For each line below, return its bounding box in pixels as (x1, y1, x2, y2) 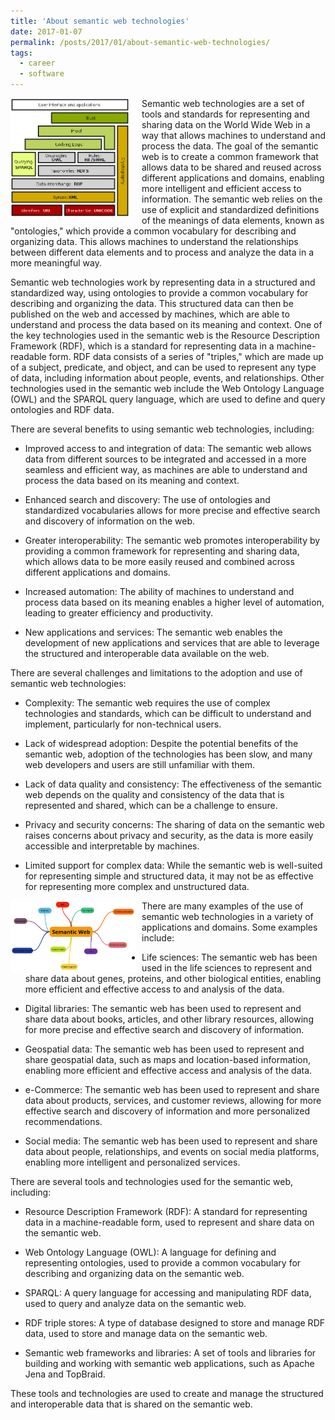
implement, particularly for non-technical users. (24, 718, 222, 730)
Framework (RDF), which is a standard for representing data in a (10, 340, 275, 352)
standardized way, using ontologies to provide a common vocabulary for (10, 287, 309, 299)
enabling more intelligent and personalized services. (24, 1156, 241, 1168)
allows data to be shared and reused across (141, 161, 322, 173)
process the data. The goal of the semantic (141, 140, 319, 152)
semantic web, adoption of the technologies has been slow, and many (24, 748, 313, 760)
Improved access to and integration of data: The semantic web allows (24, 443, 312, 454)
